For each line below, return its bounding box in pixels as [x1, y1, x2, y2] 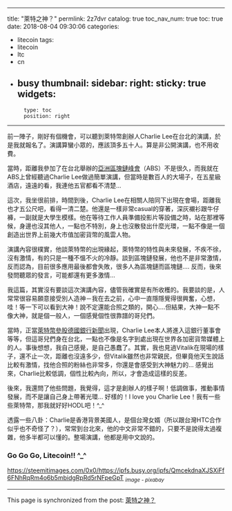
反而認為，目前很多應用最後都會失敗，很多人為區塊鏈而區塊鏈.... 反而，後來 [7, 262, 222, 270]
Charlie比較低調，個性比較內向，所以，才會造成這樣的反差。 [19, 369, 191, 377]
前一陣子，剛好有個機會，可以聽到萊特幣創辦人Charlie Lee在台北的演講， [7, 132, 215, 140]
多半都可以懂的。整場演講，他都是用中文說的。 [25, 432, 159, 441]
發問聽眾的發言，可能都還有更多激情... [7, 270, 116, 279]
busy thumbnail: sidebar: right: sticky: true [17, 77, 206, 90]
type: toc [23, 106, 52, 114]
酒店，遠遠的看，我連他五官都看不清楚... [7, 181, 122, 190]
